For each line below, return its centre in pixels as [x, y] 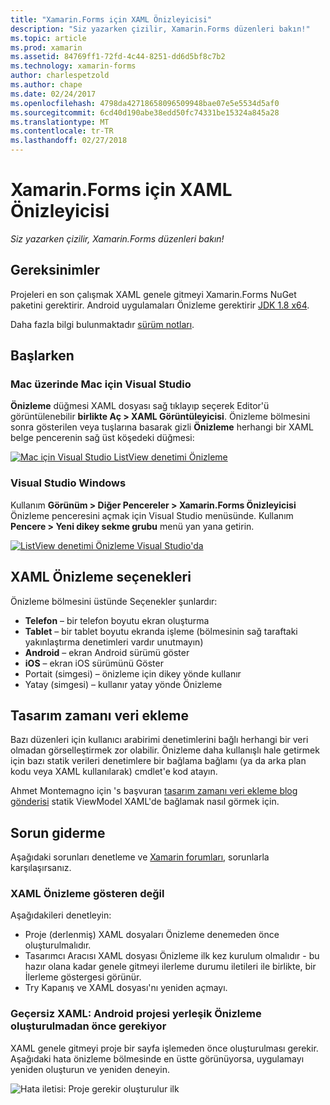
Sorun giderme [58, 832]
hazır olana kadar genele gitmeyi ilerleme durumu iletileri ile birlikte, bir [170, 967]
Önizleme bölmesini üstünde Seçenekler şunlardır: [114, 601]
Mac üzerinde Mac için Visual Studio [101, 384]
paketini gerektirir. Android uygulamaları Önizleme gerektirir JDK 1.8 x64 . [160, 305]
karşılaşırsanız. [41, 868]
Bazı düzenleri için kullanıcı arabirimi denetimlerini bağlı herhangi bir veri [159, 740]
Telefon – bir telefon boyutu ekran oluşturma [117, 620]
